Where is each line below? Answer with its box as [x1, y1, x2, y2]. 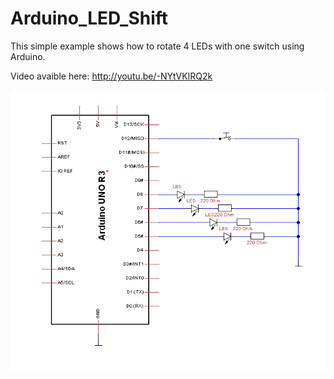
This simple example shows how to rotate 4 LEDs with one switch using [10, 40, 305, 52]
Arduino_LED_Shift [10, 7, 169, 30]
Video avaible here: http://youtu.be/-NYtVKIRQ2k [10, 70, 213, 82]
